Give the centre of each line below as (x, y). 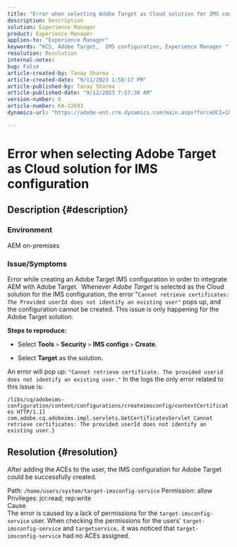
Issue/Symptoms (37, 264)
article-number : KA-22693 (45, 106)
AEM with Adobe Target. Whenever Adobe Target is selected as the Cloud (116, 287)
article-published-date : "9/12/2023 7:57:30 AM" (80, 93)
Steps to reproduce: (37, 330)
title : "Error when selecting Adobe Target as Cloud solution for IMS (113, 14)
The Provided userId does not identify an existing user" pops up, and (114, 301)
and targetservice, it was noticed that (119, 528)
